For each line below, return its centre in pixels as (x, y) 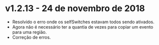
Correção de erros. (31, 37)
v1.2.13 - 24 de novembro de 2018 (75, 8)
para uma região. (29, 32)
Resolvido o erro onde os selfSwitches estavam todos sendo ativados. (83, 22)
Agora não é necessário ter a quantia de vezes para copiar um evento (83, 27)
